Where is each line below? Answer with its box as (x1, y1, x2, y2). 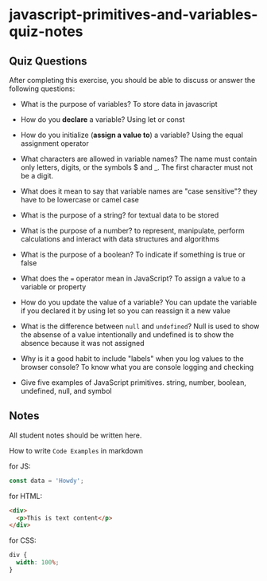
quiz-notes (9, 22, 83, 41)
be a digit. (20, 171, 54, 180)
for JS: (9, 461, 31, 471)
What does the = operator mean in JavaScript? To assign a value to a (20, 273, 246, 283)
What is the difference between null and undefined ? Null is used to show (20, 321, 260, 331)
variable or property (20, 282, 87, 292)
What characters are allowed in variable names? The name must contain (20, 154, 257, 163)
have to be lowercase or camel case (20, 195, 140, 204)
